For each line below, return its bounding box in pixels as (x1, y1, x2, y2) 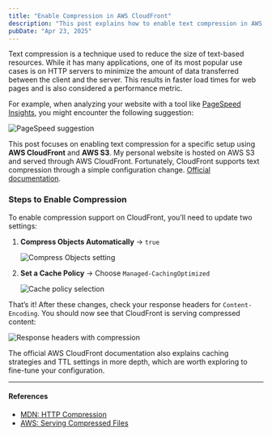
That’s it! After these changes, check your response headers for (8, 299, 221, 309)
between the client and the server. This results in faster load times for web (8, 75, 257, 85)
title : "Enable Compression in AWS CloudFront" (8, 11, 172, 20)
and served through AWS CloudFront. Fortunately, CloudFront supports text (8, 156, 260, 166)
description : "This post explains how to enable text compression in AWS (8, 19, 263, 28)
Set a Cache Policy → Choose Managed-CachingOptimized (19, 268, 210, 278)
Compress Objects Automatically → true (19, 237, 160, 246)
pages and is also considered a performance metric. (8, 83, 183, 93)
